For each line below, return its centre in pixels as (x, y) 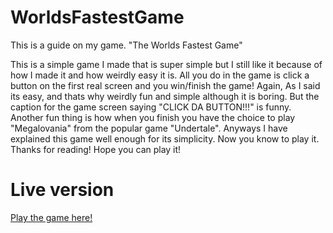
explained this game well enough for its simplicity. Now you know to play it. (165, 138)
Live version (62, 190)
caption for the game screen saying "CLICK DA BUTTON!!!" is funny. (151, 107)
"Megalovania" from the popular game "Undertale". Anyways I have (149, 128)
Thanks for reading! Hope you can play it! (96, 149)
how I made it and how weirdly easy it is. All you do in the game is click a (160, 75)
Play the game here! (51, 217)
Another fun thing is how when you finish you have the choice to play (153, 117)
